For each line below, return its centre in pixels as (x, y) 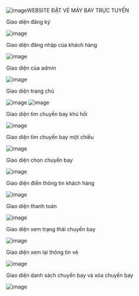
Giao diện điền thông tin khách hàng (50, 183)
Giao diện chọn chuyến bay (39, 160)
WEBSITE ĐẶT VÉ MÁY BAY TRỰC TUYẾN (78, 10)
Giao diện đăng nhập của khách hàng (52, 45)
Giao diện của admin (31, 68)
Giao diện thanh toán (32, 206)
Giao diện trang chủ (30, 91)
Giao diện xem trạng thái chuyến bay (51, 229)
